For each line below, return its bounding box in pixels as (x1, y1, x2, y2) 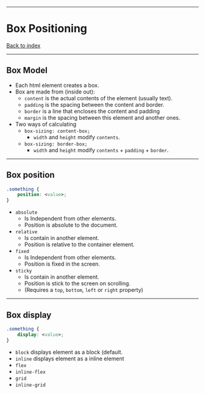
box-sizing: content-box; (24, 128, 90, 134)
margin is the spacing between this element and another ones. (24, 114, 181, 121)
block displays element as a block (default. (15, 348, 123, 356)
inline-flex (15, 369, 46, 375)
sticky (15, 268, 32, 274)
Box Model (6, 65, 48, 76)
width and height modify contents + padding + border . (33, 146, 169, 153)
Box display (6, 310, 52, 320)
